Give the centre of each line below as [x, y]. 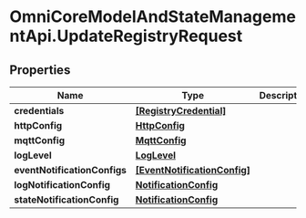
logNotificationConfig [62, 185]
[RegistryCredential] [181, 111]
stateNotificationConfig [66, 200]
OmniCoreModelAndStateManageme [153, 17]
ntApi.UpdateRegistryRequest [126, 36]
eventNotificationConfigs [71, 170]
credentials [39, 111]
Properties [40, 70]
